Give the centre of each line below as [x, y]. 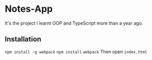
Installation [23, 39]
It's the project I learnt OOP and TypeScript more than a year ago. [74, 23]
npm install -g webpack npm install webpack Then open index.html [76, 51]
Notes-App [29, 9]
